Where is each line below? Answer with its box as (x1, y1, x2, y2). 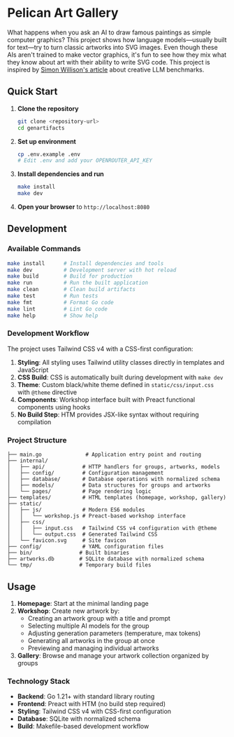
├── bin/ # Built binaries (7, 549, 130, 557)
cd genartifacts (17, 124, 65, 131)
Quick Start (7, 86, 58, 97)
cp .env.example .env (17, 151, 80, 158)
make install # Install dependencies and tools (7, 259, 164, 267)
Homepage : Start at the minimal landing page (17, 599, 149, 607)
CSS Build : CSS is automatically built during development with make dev (17, 373, 224, 381)
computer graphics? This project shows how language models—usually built (7, 35, 227, 43)
